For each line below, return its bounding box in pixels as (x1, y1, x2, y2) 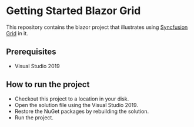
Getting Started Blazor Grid (6, 4, 141, 18)
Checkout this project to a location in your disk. (14, 95, 129, 102)
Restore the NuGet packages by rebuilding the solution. (14, 108, 149, 115)
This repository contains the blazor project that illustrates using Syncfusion (6, 24, 188, 31)
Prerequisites (6, 47, 56, 57)
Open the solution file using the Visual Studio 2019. (14, 101, 138, 108)
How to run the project (6, 79, 90, 89)
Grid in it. (6, 29, 28, 36)
